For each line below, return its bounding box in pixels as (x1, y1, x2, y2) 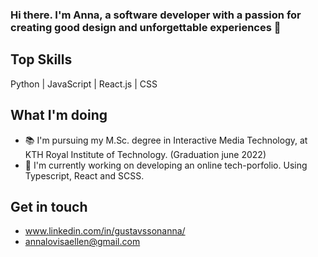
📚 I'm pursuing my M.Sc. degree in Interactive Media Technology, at (24, 134, 308, 146)
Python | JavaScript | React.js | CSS (10, 78, 158, 90)
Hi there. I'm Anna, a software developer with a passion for (10, 8, 302, 22)
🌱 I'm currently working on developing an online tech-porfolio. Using (24, 159, 308, 171)
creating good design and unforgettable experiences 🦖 (10, 20, 282, 34)
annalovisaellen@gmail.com (24, 236, 141, 248)
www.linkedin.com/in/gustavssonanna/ (24, 225, 186, 237)
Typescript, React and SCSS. (24, 169, 145, 182)
